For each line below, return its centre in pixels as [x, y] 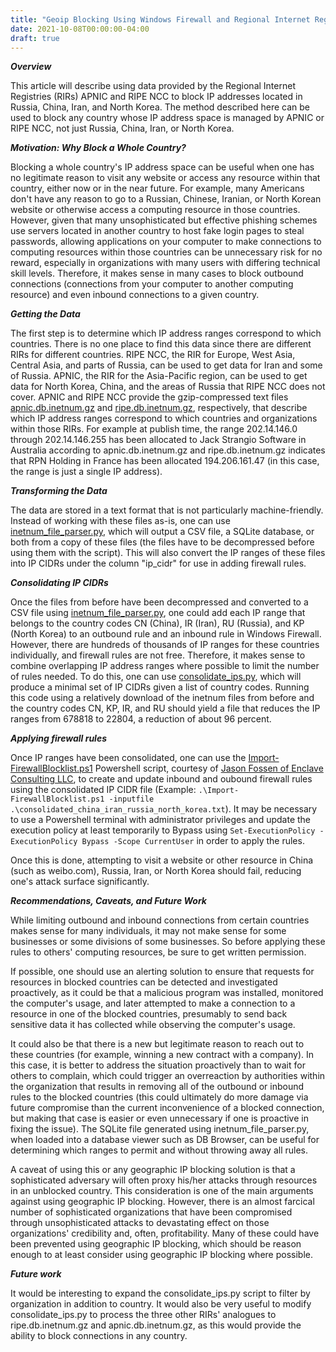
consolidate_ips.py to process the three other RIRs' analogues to [143, 1315]
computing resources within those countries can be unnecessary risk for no [166, 252]
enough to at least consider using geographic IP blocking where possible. [161, 1255]
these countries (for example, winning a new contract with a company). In [162, 1055]
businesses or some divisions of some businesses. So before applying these [168, 942]
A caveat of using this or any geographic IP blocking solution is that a [153, 1170]
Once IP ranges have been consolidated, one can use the [128, 758]
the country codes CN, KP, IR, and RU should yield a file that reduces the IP [165, 708]
